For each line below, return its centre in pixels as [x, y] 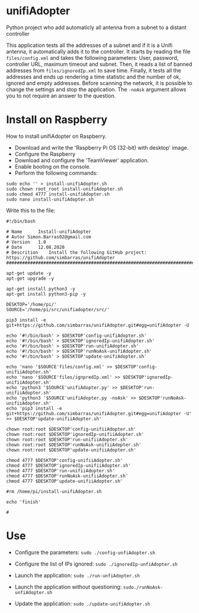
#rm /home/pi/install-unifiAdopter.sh [54, 491]
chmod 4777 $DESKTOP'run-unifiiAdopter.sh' [61, 470]
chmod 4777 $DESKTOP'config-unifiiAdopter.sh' [65, 460]
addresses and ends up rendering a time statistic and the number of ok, [94, 77]
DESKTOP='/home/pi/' [32, 304]
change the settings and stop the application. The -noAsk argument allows [96, 89]
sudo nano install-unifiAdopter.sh [50, 199]
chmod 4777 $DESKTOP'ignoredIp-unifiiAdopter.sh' [69, 465]
